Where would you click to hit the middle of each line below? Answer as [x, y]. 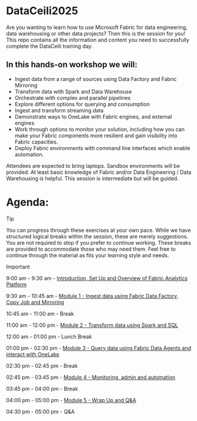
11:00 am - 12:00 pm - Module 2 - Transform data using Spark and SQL [92, 325]
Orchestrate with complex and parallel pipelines [73, 98]
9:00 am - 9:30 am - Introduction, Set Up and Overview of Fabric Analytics [97, 278]
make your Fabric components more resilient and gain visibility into [96, 135]
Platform [17, 284]
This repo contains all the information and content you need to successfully [98, 40]
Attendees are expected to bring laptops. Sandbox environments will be [93, 166]
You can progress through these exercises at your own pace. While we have [98, 230]
